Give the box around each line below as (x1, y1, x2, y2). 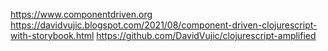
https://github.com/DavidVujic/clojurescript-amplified (96, 30, 317, 41)
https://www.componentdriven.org (10, 9, 153, 20)
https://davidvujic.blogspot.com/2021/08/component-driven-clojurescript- (10, 19, 318, 31)
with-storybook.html (10, 30, 95, 41)
